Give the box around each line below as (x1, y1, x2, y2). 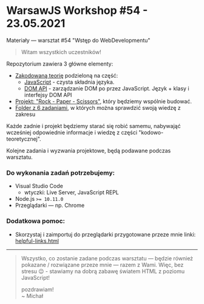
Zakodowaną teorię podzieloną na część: (15, 72, 118, 79)
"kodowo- (138, 129, 164, 136)
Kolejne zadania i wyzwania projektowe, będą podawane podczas (6, 147, 171, 154)
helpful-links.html (15, 237, 59, 245)
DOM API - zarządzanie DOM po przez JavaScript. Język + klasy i (24, 84, 189, 92)
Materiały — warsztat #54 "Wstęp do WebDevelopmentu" (6, 36, 151, 44)
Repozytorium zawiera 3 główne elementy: (6, 60, 114, 67)
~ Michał (21, 292, 44, 299)
